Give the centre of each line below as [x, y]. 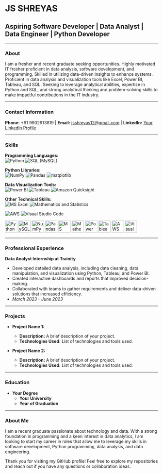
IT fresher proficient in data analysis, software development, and [70, 69]
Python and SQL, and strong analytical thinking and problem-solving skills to [81, 90]
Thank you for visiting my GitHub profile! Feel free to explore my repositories [81, 461]
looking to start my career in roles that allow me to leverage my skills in [76, 441]
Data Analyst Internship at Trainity [41, 259]
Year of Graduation [39, 403]
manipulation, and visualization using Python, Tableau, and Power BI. [81, 273]
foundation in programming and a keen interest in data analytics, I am [74, 436]
